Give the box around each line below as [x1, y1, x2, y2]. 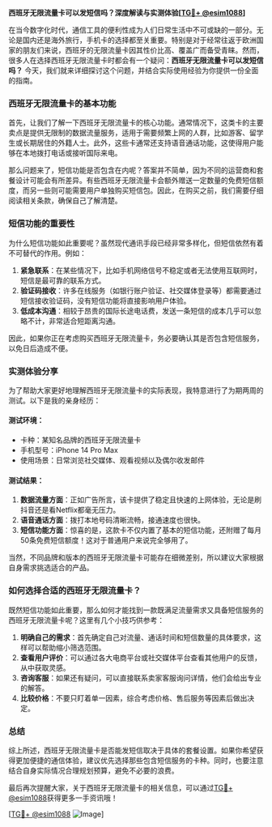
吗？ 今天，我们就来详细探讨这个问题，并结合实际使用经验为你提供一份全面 [8, 66, 259, 75]
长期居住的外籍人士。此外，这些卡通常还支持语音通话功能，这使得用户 [22, 138, 257, 148]
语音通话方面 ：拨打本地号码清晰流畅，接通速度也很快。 [19, 515, 205, 525]
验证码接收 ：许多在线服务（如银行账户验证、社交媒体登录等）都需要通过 [19, 285, 261, 295]
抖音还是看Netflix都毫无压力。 [19, 505, 121, 515]
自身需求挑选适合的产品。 [8, 563, 94, 573]
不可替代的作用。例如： [8, 248, 87, 258]
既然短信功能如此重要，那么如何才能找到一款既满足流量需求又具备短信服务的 [8, 605, 264, 615]
